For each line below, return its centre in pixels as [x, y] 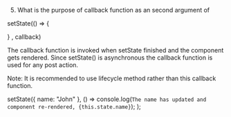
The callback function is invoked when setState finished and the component [115, 50]
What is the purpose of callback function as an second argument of [113, 10]
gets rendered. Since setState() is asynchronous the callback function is [110, 57]
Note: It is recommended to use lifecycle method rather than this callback [112, 78]
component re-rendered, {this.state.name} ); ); [74, 106]
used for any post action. [43, 65]
